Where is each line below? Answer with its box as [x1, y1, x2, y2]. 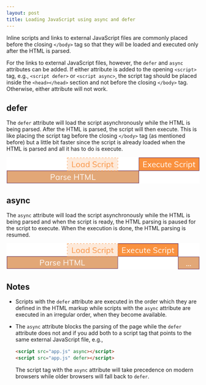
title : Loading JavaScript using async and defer [6, 16, 136, 23]
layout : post [6, 10, 40, 16]
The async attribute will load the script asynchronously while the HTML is [6, 212, 191, 219]
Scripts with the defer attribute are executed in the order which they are [15, 298, 197, 305]
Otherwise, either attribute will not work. [6, 85, 109, 92]
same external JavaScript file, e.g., [15, 336, 103, 343]
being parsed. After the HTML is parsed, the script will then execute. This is [6, 126, 197, 133]
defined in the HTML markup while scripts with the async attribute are [15, 305, 191, 312]
